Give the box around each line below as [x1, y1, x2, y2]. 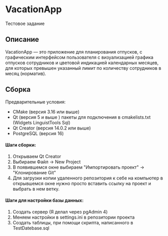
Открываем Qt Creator [12, 153, 62, 159]
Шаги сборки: [5, 142, 37, 148]
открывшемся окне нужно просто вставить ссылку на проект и [12, 180, 151, 187]
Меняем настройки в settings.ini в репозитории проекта [12, 214, 135, 220]
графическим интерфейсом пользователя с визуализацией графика [5, 54, 154, 60]
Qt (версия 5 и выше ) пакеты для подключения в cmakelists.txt [12, 114, 151, 120]
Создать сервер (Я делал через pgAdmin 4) [12, 208, 108, 215]
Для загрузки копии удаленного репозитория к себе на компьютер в [12, 175, 163, 181]
